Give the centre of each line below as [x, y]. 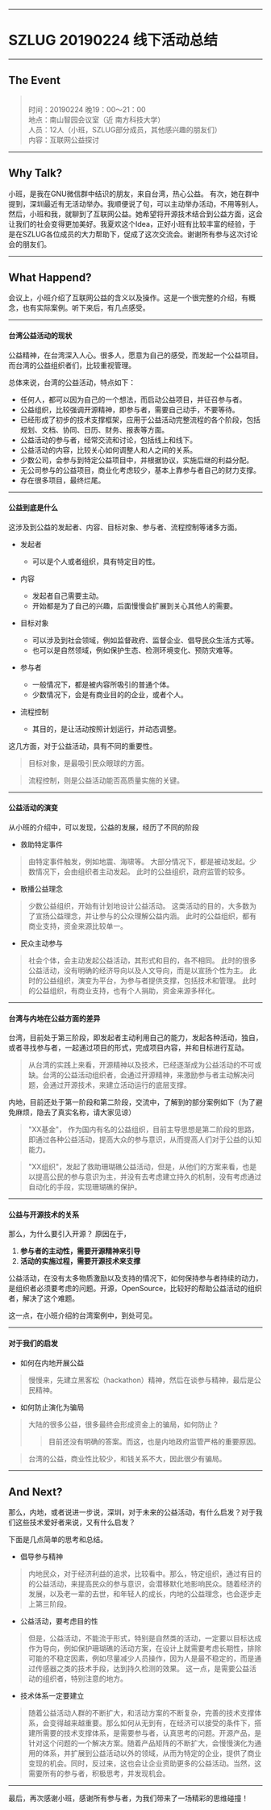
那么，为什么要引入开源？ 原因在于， [69, 1234]
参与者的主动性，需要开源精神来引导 [80, 1251]
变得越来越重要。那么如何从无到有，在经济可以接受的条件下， [152, 1723]
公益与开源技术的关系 [44, 1214]
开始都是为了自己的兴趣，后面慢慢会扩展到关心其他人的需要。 [135, 605]
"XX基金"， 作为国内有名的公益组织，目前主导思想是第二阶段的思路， [143, 1130]
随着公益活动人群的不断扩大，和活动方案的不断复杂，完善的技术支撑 [141, 1713]
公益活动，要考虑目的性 [59, 1621]
